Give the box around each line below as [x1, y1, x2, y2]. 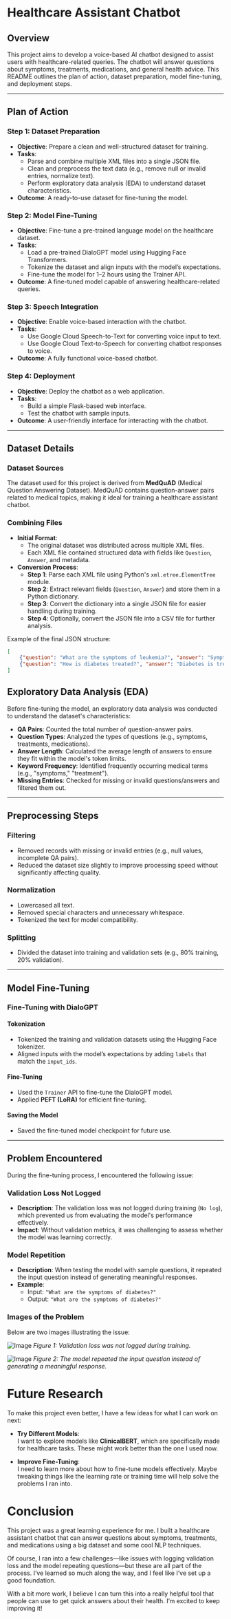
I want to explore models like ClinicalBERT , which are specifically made [16, 1437, 220, 1445]
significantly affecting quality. [16, 868, 101, 877]
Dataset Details [7, 442, 74, 454]
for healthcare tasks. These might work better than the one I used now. [16, 1444, 219, 1452]
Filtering [7, 830, 36, 840]
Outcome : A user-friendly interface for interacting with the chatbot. [16, 416, 208, 425]
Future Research [7, 1386, 103, 1402]
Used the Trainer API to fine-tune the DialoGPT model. [16, 1088, 173, 1096]
